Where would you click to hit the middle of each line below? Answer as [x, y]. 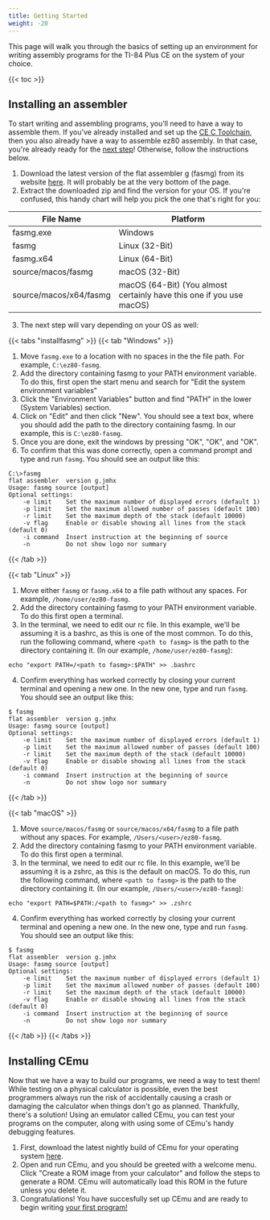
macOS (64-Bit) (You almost [173, 285]
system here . [41, 1156]
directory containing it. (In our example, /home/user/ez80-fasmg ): [126, 650]
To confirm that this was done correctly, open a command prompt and [136, 450]
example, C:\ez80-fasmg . [61, 365]
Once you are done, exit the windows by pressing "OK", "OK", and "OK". [139, 442]
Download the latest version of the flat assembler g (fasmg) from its [132, 173]
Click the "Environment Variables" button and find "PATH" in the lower [136, 399]
